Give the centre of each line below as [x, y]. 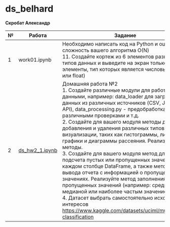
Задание [125, 35]
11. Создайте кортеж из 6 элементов [108, 56]
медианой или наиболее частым [102, 192]
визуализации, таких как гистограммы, [111, 134]
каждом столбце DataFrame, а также [108, 166]
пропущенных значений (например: [107, 185]
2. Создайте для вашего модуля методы [112, 122]
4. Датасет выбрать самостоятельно [108, 198]
